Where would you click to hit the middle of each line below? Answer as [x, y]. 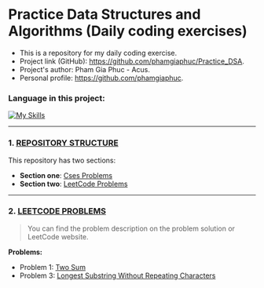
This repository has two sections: [62, 160]
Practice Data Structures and [104, 15]
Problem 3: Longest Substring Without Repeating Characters [117, 275]
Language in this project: [57, 98]
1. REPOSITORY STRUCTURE [64, 143]
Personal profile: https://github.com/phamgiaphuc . [101, 78]
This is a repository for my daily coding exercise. [98, 53]
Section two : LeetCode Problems [73, 184]
